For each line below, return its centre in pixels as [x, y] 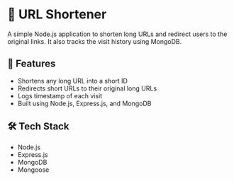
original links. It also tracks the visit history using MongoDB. [95, 41]
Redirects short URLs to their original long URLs [87, 88]
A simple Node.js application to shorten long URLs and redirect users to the [117, 34]
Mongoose [33, 170]
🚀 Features [32, 64]
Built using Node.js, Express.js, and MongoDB [84, 103]
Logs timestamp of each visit [60, 95]
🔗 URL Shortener [57, 14]
